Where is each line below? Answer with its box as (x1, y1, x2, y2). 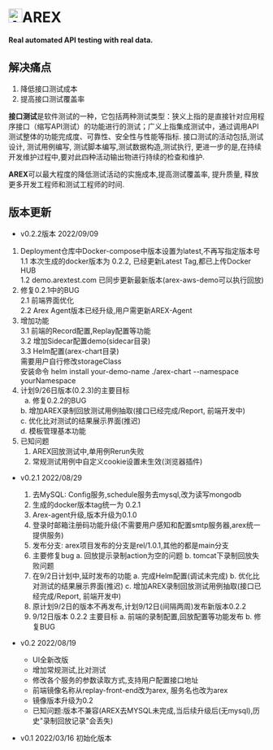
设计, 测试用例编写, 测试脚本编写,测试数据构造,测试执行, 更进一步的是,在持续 (8, 142, 262, 151)
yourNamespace (19, 375, 76, 386)
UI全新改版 (32, 655, 69, 665)
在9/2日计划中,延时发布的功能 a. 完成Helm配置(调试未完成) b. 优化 (32, 570, 253, 581)
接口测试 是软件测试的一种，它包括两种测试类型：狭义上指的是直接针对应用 (8, 111, 258, 121)
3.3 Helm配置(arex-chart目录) (19, 346, 119, 355)
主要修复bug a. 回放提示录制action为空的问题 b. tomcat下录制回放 (32, 550, 253, 560)
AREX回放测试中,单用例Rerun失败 (32, 446, 145, 456)
